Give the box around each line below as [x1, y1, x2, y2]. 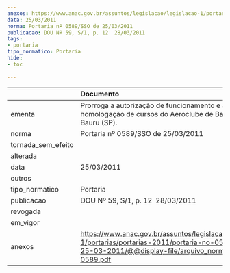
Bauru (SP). [80, 118, 118, 127]
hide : [7, 55, 23, 62]
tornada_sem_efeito [10, 140, 74, 149]
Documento [80, 89, 120, 99]
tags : [7, 36, 23, 42]
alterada [10, 151, 38, 161]
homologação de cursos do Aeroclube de [80, 109, 214, 118]
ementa [10, 109, 36, 118]
